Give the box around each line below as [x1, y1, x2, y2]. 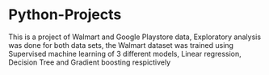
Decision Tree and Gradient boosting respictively [8, 57, 171, 67]
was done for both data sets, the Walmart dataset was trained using [8, 40, 234, 49]
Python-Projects [8, 6, 122, 24]
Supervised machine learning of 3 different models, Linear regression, [8, 49, 242, 58]
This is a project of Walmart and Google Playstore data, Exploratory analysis [8, 32, 261, 41]
